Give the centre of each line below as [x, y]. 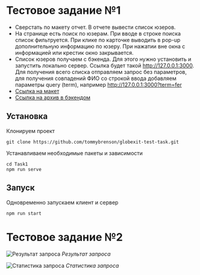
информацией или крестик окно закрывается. [74, 52]
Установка [27, 116]
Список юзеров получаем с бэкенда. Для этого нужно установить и [103, 59]
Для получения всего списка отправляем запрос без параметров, [101, 72]
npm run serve [24, 169]
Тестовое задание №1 [64, 11]
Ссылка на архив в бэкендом [53, 97]
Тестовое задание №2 [65, 237]
